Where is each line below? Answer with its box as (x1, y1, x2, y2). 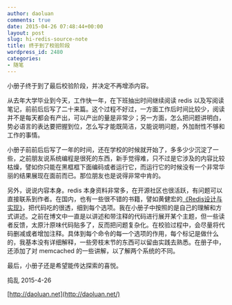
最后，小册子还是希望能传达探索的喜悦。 (7, 261, 122, 270)
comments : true (7, 17, 51, 24)
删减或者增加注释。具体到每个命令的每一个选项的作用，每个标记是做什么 (12, 229, 219, 237)
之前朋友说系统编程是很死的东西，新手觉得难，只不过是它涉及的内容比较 (19, 154, 225, 163)
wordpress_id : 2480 (7, 49, 64, 56)
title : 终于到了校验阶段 (7, 42, 70, 49)
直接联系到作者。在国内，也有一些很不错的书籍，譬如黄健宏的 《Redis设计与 (7, 194, 223, 203)
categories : (7, 55, 41, 62)
